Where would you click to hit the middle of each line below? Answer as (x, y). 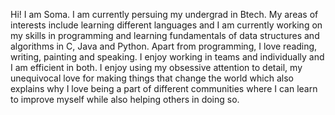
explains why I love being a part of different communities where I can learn (164, 88)
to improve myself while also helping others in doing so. (125, 99)
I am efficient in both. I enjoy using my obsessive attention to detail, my (156, 67)
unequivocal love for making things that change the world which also (152, 78)
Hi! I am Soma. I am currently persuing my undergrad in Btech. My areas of (164, 14)
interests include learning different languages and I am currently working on (166, 25)
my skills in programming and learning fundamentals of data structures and (165, 35)
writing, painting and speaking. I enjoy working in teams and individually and (167, 57)
